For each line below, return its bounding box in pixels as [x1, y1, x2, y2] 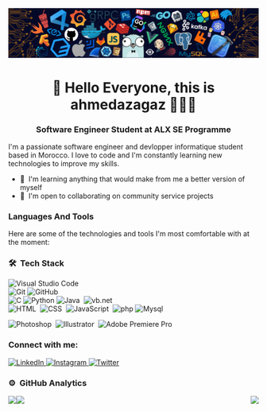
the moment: [8, 238, 50, 247]
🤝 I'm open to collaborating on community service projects [19, 191, 214, 200]
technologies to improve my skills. [8, 158, 120, 168]
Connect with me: [8, 340, 79, 351]
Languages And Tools [8, 211, 94, 222]
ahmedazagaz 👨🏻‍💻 [70, 95, 197, 114]
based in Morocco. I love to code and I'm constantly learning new [8, 150, 222, 160]
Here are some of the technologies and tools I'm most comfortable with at [8, 229, 250, 239]
